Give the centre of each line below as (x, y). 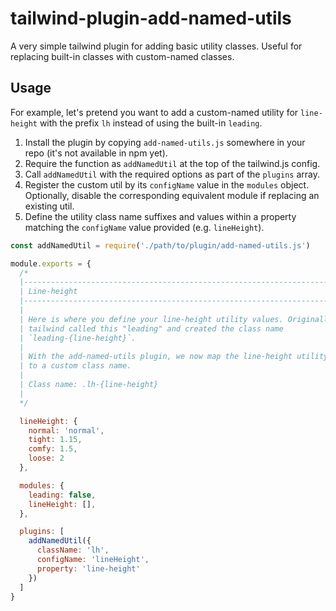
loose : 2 (46, 458)
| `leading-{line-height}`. (78, 338)
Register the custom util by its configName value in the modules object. (167, 184)
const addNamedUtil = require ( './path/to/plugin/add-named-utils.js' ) (160, 245)
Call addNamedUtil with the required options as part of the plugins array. (172, 174)
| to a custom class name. (75, 366)
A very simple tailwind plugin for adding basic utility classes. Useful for (156, 46)
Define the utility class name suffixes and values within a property (160, 216)
